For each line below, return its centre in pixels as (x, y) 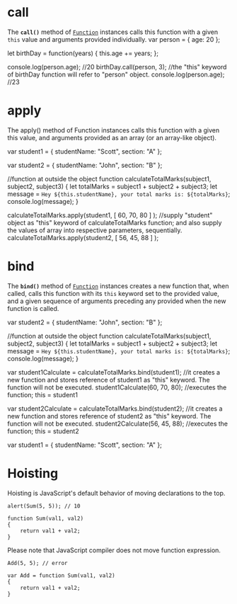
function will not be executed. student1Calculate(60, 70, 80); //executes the (117, 387)
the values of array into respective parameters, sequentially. (95, 230)
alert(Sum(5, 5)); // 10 (44, 506)
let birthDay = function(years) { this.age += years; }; (83, 53)
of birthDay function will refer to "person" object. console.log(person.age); (116, 74)
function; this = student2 (43, 431)
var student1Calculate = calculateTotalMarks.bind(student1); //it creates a (114, 372)
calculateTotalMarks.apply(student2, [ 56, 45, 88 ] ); (83, 237)
